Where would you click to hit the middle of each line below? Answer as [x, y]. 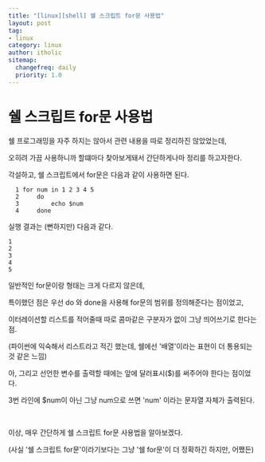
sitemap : [23, 61]
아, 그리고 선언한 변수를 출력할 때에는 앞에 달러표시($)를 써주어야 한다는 [119, 373]
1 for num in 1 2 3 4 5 [55, 190]
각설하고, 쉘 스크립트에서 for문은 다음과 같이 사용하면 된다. [99, 174]
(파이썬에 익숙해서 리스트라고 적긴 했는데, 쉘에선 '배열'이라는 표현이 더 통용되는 [131, 346]
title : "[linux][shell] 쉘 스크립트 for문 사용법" [86, 16]
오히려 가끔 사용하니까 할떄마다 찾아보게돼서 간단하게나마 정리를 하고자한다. [125, 157]
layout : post [30, 23]
